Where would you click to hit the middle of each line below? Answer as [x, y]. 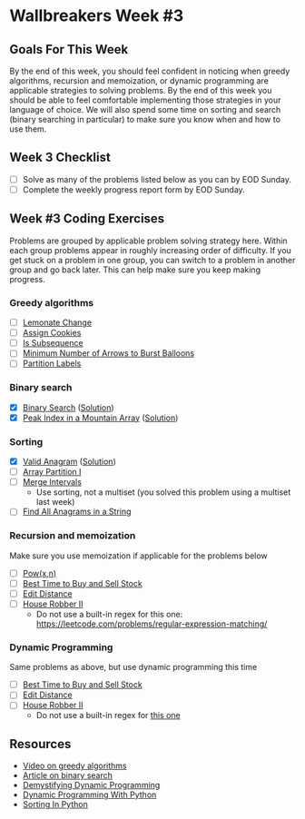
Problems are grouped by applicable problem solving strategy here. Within [148, 241]
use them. [28, 129]
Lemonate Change [57, 322]
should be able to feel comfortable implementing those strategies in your [145, 100]
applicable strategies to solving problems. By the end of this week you [141, 90]
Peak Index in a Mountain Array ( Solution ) [100, 418]
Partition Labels [52, 363]
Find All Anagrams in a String [77, 512]
